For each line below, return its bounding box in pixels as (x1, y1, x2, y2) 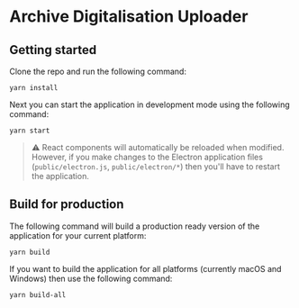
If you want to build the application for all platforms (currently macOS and (9, 263, 282, 274)
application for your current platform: (9, 230, 147, 240)
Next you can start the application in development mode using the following (9, 99, 290, 110)
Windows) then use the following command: (9, 273, 173, 284)
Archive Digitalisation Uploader (9, 6, 249, 27)
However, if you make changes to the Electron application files (31, 151, 264, 162)
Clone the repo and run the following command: (9, 66, 187, 77)
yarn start (9, 126, 50, 135)
